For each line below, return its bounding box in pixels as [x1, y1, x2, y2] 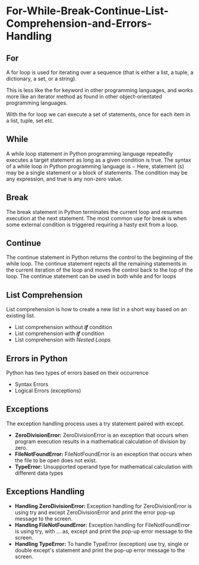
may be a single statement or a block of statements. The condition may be [6, 169, 188, 176]
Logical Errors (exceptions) [14, 387, 81, 394]
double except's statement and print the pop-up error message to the [14, 547, 185, 554]
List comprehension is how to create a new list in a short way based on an [6, 306, 187, 313]
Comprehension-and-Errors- [6, 17, 153, 30]
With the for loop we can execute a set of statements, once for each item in [6, 111, 191, 118]
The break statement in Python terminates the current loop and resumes [6, 208, 183, 215]
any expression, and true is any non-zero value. [6, 175, 123, 182]
